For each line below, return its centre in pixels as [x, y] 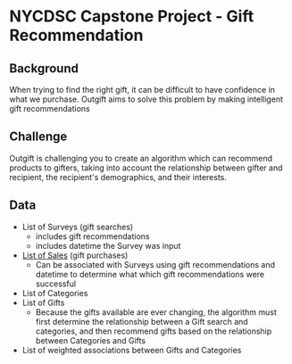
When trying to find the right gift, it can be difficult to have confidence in [142, 90]
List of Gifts [43, 302]
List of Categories [55, 293]
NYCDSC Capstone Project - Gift [132, 17]
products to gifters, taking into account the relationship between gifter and [146, 168]
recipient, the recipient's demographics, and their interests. [118, 177]
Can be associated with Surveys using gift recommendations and [155, 264]
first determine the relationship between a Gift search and [142, 321]
